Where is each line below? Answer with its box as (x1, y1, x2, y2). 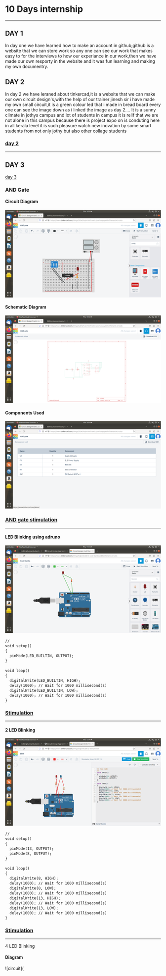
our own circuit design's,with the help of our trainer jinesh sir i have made (5, 96, 155, 102)
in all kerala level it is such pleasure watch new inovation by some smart (5, 122, 152, 128)
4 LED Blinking (5, 943, 35, 949)
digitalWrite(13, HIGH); (9, 896, 61, 901)
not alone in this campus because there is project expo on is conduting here (5, 117, 160, 123)
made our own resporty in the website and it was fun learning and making (5, 58, 156, 64)
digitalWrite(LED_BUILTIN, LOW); (9, 688, 79, 693)
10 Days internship (5, 3, 83, 15)
